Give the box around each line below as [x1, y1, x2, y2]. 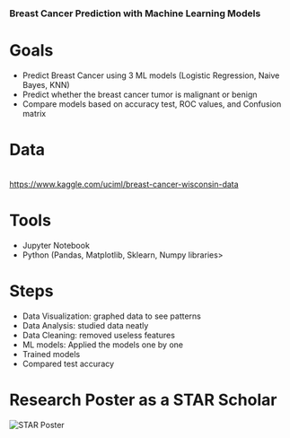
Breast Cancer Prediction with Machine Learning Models [9, 7, 261, 20]
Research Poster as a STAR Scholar [9, 390, 277, 410]
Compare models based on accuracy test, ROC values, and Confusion [22, 98, 282, 109]
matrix [22, 108, 47, 118]
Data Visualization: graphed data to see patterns [22, 311, 202, 321]
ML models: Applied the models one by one [22, 339, 184, 350]
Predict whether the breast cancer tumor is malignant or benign [22, 89, 258, 100]
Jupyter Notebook [22, 240, 90, 250]
